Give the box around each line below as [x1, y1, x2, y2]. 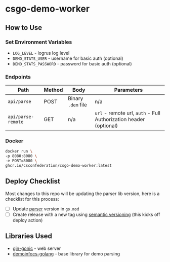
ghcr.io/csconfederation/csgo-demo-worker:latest [5, 163, 112, 168]
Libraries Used [5, 232, 52, 241]
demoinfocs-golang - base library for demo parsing [12, 250, 120, 256]
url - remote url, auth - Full [94, 109, 160, 117]
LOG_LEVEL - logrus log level [12, 50, 70, 56]
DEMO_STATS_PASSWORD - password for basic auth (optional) [12, 60, 133, 66]
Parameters [114, 87, 143, 94]
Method [44, 87, 63, 94]
